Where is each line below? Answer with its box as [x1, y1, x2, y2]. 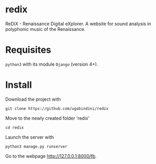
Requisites [5, 44, 52, 56]
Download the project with [5, 96, 61, 102]
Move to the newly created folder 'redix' [5, 115, 90, 121]
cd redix [5, 125, 24, 130]
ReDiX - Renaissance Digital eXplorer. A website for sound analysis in [5, 21, 151, 27]
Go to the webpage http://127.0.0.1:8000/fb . [5, 153, 97, 159]
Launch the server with [5, 134, 54, 140]
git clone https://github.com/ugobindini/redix [5, 106, 109, 111]
